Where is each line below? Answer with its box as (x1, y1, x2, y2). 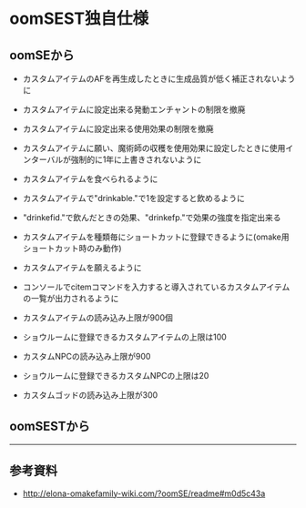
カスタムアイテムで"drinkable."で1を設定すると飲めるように (22, 193, 246, 203)
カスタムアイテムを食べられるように (22, 174, 158, 184)
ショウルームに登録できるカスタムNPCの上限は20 (22, 371, 209, 381)
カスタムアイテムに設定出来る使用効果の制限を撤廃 (22, 124, 214, 134)
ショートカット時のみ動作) (22, 243, 122, 253)
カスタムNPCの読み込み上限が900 (22, 351, 151, 361)
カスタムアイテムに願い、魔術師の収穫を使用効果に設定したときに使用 (22, 143, 286, 153)
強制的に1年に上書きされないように (70, 154, 202, 165)
